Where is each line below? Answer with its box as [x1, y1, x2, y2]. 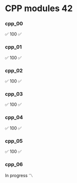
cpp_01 [5, 44, 22, 50]
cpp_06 [5, 161, 23, 167]
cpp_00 [5, 20, 23, 27]
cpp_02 [5, 67, 23, 74]
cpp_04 [5, 114, 23, 121]
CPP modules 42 [5, 3, 73, 14]
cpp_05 [5, 137, 23, 144]
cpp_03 [5, 91, 23, 97]
